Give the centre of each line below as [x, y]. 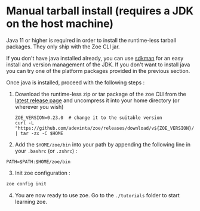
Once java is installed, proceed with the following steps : [76, 82]
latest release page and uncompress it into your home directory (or [97, 100]
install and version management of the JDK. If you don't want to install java [98, 65]
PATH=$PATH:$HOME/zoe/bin [38, 162]
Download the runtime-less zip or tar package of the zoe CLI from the [100, 94]
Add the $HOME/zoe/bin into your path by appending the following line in [103, 144]
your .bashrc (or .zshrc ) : [46, 151]
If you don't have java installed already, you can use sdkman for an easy [95, 58]
